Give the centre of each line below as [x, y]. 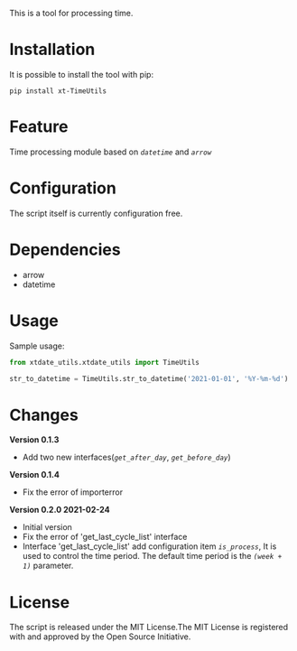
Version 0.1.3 [34, 440]
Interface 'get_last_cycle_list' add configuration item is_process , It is [149, 546]
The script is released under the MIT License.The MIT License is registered [149, 628]
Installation [52, 50]
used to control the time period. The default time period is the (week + [152, 556]
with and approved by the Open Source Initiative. [100, 637]
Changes [44, 415]
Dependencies [65, 250]
